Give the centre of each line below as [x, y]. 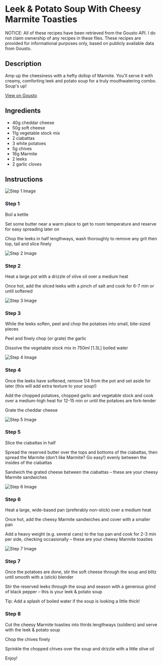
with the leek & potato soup [32, 630]
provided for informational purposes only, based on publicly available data [80, 43]
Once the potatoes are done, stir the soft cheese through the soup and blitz [81, 572]
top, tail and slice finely [28, 244]
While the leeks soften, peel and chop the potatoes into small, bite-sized [78, 324]
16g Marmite [25, 154]
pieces [12, 329]
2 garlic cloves [27, 164]
